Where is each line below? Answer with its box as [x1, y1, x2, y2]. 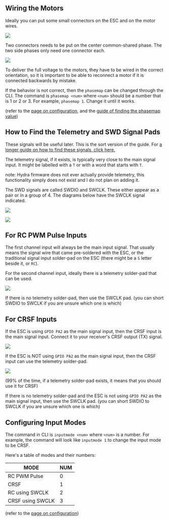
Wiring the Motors [5, 4, 64, 13]
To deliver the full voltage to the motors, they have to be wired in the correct [5, 67, 163, 73]
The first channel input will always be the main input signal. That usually [5, 245, 155, 251]
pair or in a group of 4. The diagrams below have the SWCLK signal [5, 192, 145, 198]
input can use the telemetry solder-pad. [5, 358, 88, 364]
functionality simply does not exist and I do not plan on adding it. [5, 177, 140, 183]
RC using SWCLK [8, 489, 49, 496]
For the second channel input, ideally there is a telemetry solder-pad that [5, 270, 157, 276]
